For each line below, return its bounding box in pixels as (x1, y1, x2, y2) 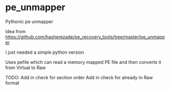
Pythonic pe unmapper (5, 18, 54, 25)
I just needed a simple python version (5, 49, 84, 55)
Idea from (5, 28, 26, 34)
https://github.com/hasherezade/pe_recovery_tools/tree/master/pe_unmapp (5, 34, 165, 40)
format (5, 80, 19, 86)
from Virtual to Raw (5, 64, 46, 71)
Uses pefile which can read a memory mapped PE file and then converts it (5, 59, 162, 65)
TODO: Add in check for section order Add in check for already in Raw (5, 74, 153, 80)
